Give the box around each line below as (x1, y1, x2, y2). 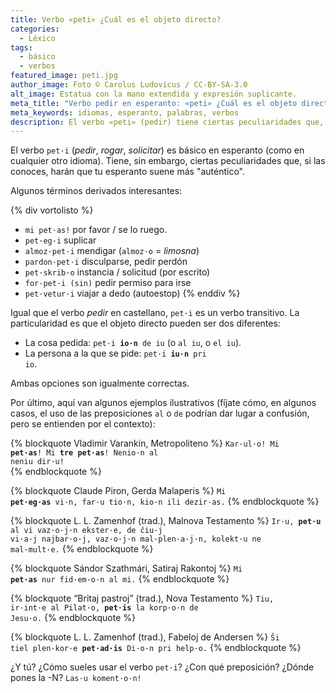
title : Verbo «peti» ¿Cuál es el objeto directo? (10, 14, 222, 25)
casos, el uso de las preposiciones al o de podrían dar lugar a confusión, (10, 407, 310, 420)
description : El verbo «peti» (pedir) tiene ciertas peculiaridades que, (10, 117, 325, 127)
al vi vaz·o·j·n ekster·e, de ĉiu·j (10, 526, 163, 536)
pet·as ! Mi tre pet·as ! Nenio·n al (10, 448, 159, 458)
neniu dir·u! (10, 457, 65, 467)
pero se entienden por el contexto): (10, 418, 156, 430)
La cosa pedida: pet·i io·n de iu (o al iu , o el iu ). (24, 337, 242, 349)
